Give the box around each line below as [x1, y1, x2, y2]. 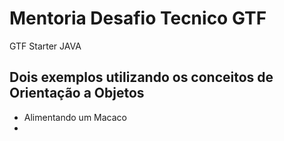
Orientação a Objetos [9, 85, 145, 102]
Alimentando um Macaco [23, 111, 127, 123]
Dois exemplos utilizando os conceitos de [9, 69, 274, 86]
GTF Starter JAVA [9, 40, 82, 52]
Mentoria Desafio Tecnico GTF [9, 7, 267, 30]
